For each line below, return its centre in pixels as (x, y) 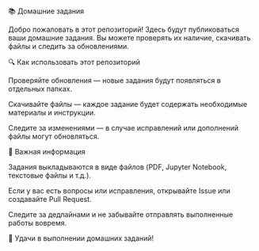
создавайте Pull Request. (50, 199)
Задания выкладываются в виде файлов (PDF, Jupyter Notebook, (118, 167)
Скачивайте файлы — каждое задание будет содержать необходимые (128, 104)
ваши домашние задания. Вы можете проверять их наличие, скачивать (129, 38)
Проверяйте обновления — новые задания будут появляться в (115, 80)
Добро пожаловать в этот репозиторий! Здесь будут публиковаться (124, 29)
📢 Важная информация (47, 152)
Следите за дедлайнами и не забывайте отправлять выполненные (121, 215)
